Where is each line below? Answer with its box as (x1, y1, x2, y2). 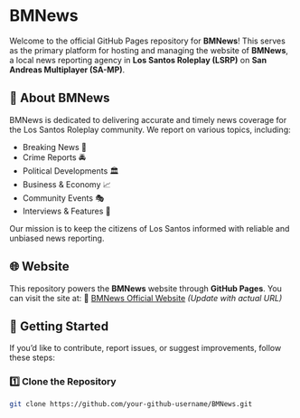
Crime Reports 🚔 (22, 151, 86, 163)
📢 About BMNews (9, 90, 110, 106)
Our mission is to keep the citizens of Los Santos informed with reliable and (9, 223, 290, 233)
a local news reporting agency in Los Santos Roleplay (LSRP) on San (9, 54, 267, 65)
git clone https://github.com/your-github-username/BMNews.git (9, 399, 253, 408)
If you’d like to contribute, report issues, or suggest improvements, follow (9, 343, 282, 354)
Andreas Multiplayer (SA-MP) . (9, 64, 126, 75)
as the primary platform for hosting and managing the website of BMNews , (9, 44, 289, 55)
